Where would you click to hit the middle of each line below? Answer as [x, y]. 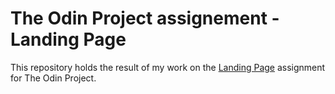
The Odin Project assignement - [145, 18]
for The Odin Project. [53, 78]
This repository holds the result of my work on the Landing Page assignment [168, 67]
